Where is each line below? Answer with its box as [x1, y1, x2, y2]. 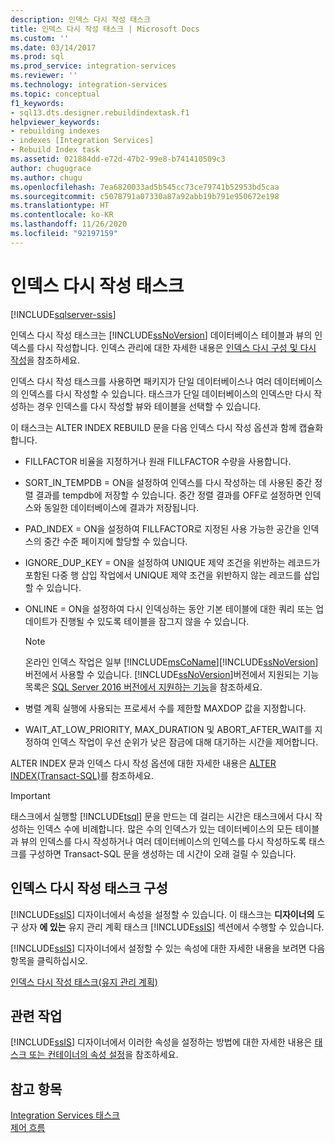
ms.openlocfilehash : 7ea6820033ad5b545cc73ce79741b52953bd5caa [10, 182, 280, 192]
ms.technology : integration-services [10, 80, 168, 90]
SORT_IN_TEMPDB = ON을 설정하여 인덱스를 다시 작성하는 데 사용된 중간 [24, 476, 313, 488]
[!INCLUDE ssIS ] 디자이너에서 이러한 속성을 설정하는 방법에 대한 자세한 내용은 [10, 1036, 313, 1048]
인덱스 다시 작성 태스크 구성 [10, 880, 168, 897]
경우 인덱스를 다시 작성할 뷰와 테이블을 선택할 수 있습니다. [36, 400, 262, 412]
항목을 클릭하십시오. [10, 954, 88, 966]
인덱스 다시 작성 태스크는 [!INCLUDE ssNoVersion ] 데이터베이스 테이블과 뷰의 [10, 329, 313, 341]
